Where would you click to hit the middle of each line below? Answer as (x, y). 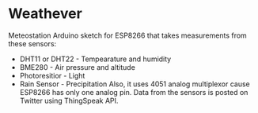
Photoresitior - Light (52, 75)
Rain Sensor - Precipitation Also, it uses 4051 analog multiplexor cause (135, 84)
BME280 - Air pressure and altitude (78, 67)
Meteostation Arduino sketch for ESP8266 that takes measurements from (127, 35)
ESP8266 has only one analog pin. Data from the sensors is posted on (134, 92)
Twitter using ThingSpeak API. (69, 100)
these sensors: (32, 43)
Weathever (46, 14)
